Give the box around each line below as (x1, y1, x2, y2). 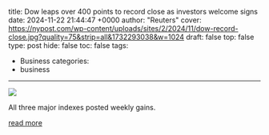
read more (8, 118, 42, 127)
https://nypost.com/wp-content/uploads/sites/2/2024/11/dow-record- (8, 24, 239, 33)
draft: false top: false (186, 32, 255, 42)
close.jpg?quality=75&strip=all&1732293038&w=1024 (8, 32, 185, 42)
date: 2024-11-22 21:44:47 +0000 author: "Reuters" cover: (8, 15, 202, 25)
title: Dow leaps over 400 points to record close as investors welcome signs (8, 7, 259, 16)
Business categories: (19, 56, 90, 66)
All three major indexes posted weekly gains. (8, 103, 156, 112)
